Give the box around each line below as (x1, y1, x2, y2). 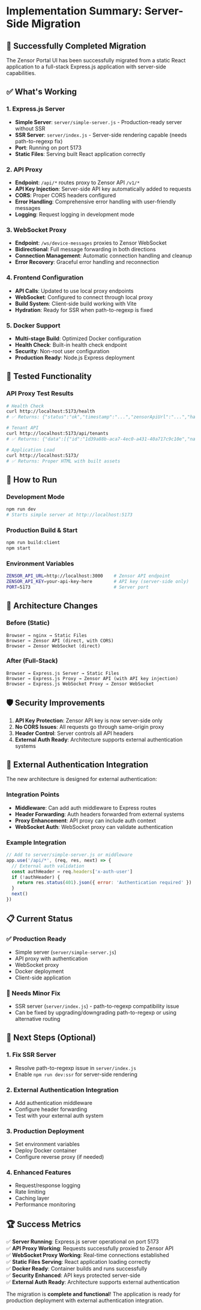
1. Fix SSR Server (6, 1051, 56, 1059)
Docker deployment (14, 968, 64, 975)
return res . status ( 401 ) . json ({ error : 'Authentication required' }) (17, 880, 192, 886)
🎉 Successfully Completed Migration (6, 41, 146, 51)
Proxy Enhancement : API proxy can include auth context (14, 817, 156, 824)
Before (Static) (6, 619, 50, 627)
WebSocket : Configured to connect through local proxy (14, 293, 153, 301)
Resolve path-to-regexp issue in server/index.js (14, 1064, 137, 1071)
